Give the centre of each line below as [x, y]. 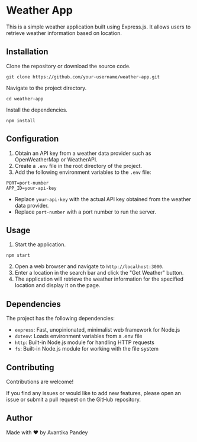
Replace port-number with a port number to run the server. [85, 212]
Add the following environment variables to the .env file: [83, 172]
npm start [18, 256]
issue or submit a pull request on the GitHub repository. [73, 399]
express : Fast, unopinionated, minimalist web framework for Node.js [97, 330]
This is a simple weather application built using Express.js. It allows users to [98, 27]
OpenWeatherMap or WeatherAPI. [56, 159]
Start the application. [40, 244]
